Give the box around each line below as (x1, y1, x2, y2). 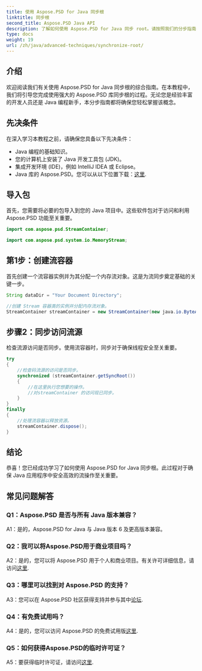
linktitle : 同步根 (6, 14, 50, 20)
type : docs (6, 31, 34, 37)
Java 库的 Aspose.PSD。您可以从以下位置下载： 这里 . (14, 170, 147, 178)
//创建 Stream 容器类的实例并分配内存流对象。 (6, 303, 109, 309)
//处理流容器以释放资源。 (17, 417, 72, 424)
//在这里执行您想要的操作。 (28, 384, 87, 390)
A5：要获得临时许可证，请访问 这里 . (6, 658, 94, 666)
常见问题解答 (6, 491, 54, 501)
